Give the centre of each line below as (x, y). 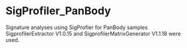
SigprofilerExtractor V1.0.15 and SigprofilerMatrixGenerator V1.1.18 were (93, 33)
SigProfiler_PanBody (58, 11)
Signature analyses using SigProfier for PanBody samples (77, 27)
